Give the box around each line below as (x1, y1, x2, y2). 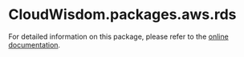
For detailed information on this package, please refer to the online (8, 32, 229, 41)
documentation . (8, 40, 61, 49)
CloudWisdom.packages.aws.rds (8, 6, 237, 24)
